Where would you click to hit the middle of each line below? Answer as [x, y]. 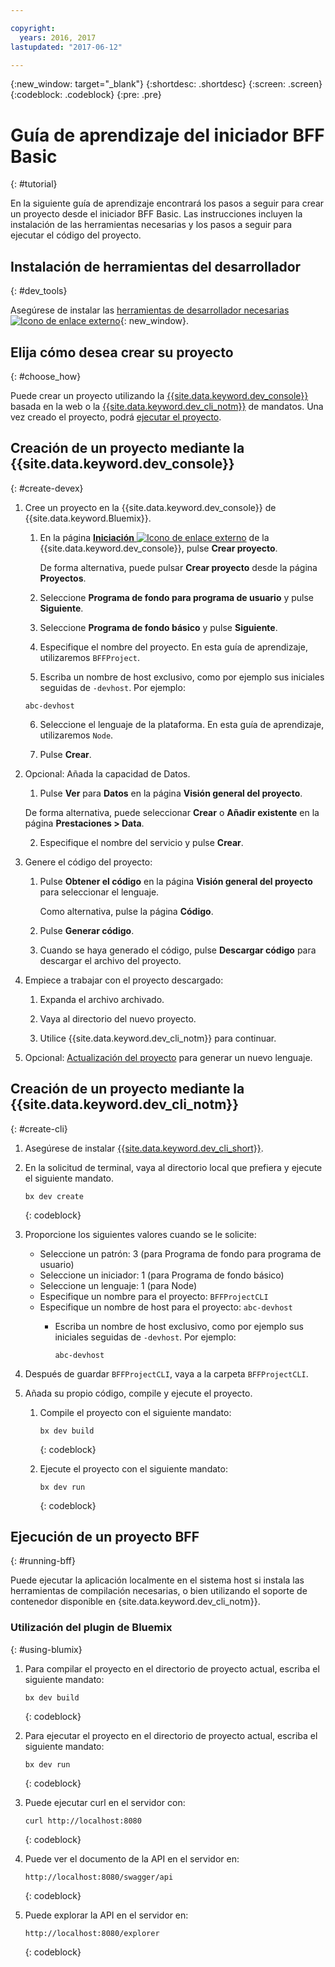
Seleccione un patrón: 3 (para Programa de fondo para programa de [180, 1253]
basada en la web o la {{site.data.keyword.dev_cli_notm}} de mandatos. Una [167, 406]
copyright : [33, 28]
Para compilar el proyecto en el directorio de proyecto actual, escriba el [172, 1668]
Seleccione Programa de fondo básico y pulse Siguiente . [158, 627]
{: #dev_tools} [39, 291]
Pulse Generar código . [87, 930]
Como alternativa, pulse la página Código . [126, 911]
